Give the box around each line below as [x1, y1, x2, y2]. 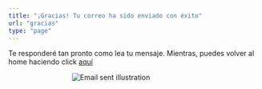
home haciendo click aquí [8, 57, 94, 67]
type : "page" [8, 26, 52, 34]
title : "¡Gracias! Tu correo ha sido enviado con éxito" [8, 11, 203, 20]
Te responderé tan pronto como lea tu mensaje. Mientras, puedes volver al [8, 49, 255, 59]
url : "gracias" [8, 19, 59, 27]
